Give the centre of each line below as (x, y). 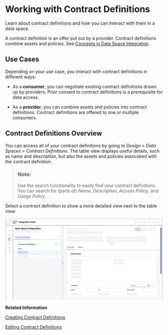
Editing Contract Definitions (33, 327)
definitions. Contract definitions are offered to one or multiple (75, 112)
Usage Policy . (32, 196)
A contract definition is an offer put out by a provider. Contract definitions (81, 38)
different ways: (20, 77)
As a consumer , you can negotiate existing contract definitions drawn (84, 86)
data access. (25, 97)
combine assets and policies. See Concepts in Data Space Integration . (77, 43)
